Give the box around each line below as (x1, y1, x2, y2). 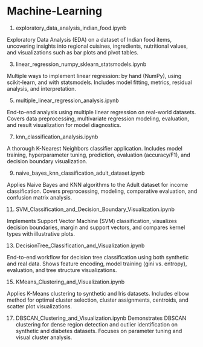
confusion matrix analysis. (7, 193, 72, 201)
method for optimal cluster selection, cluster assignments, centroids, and (7, 296, 189, 303)
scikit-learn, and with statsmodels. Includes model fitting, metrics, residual (7, 79, 192, 86)
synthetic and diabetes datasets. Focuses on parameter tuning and (15, 327, 182, 334)
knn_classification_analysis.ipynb (15, 133, 98, 140)
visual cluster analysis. (15, 334, 72, 341)
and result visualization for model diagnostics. (7, 121, 121, 128)
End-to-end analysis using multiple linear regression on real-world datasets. (7, 108, 196, 115)
